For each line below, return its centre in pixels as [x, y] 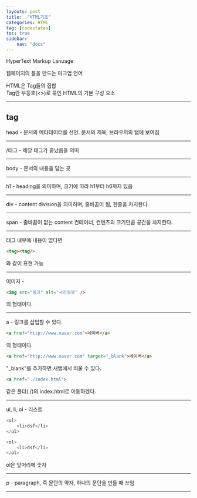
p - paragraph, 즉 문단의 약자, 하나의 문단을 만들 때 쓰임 [70, 483]
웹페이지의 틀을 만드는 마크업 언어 [45, 73]
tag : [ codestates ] [28, 28]
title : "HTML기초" [29, 17]
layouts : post [23, 11]
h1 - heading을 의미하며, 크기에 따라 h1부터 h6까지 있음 [69, 186]
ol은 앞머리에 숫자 [26, 465]
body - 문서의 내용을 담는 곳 [38, 168]
